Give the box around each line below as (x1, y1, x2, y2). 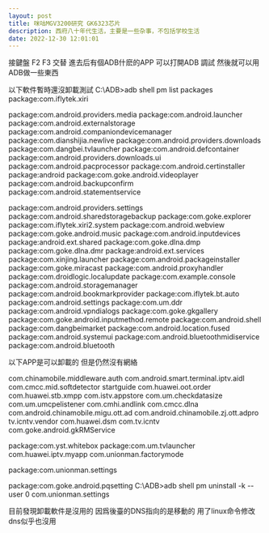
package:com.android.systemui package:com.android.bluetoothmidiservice (8, 332, 260, 342)
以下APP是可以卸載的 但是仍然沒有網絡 (8, 357, 138, 367)
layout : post (8, 11, 53, 20)
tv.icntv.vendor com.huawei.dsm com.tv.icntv (8, 416, 160, 426)
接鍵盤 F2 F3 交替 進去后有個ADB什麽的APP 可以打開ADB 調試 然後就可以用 (8, 58, 260, 67)
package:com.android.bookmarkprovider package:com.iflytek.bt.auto (8, 289, 240, 299)
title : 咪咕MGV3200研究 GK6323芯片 (8, 19, 121, 28)
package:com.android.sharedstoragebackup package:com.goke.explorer (8, 211, 252, 221)
